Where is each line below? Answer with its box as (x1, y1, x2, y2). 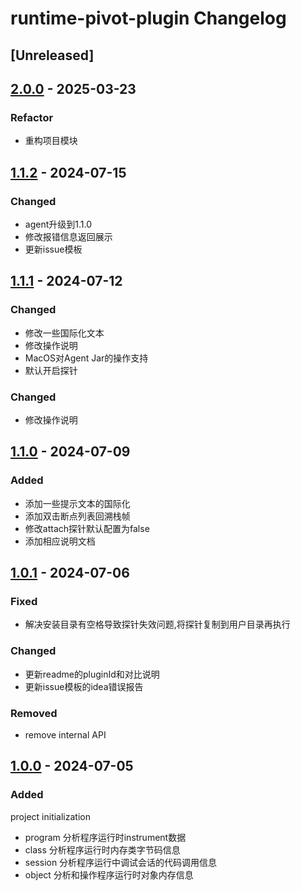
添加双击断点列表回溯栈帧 (24, 510, 131, 522)
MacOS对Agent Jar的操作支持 (24, 352, 149, 364)
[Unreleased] (10, 47, 95, 64)
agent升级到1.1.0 (24, 218, 92, 230)
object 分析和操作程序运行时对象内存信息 (24, 868, 194, 881)
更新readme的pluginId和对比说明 (24, 668, 160, 680)
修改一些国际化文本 (24, 327, 105, 339)
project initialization (10, 810, 91, 822)
